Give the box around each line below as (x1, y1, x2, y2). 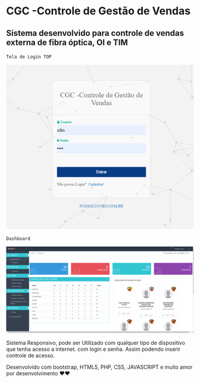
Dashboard (6, 235, 31, 241)
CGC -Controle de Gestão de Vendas (6, 4, 191, 18)
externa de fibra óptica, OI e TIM (6, 37, 128, 47)
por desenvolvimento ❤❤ (6, 370, 70, 377)
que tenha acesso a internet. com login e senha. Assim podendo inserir (6, 345, 181, 353)
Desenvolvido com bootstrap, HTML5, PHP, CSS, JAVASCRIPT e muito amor (6, 363, 193, 371)
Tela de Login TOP (6, 54, 52, 60)
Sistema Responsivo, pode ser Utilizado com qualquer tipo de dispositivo (6, 339, 186, 347)
